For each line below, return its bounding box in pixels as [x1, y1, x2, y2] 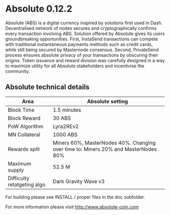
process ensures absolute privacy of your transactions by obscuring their [5, 52, 158, 58]
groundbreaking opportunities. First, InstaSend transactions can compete [5, 36, 158, 42]
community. [5, 68, 30, 74]
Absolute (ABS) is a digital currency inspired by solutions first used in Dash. [5, 20, 163, 26]
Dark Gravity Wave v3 [53, 178, 105, 185]
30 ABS [53, 114, 71, 121]
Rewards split [8, 145, 40, 152]
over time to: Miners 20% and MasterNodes [53, 145, 157, 152]
